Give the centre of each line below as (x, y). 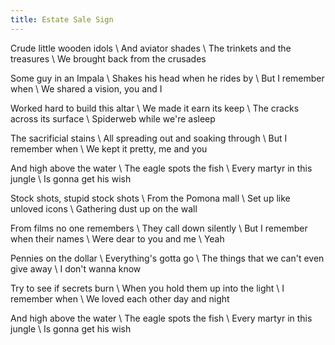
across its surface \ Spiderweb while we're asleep (113, 118)
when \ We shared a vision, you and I (86, 88)
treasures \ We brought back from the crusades (108, 58)
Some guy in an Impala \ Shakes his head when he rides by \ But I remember (167, 78)
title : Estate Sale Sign (62, 19)
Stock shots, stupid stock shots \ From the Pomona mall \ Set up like (150, 198)
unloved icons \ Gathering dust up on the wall (104, 208)
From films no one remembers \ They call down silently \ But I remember (159, 228)
